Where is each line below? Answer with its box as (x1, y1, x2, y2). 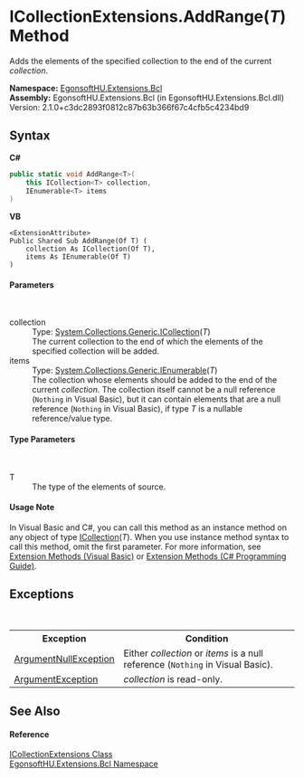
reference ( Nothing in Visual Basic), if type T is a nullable (32, 403, 242, 414)
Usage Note (9, 502, 55, 513)
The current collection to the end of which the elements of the (32, 337, 264, 347)
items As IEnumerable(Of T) (25, 252, 131, 261)
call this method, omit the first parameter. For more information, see (9, 541, 261, 552)
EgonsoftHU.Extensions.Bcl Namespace (9, 758, 158, 770)
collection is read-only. (123, 672, 223, 685)
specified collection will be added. (32, 346, 160, 356)
